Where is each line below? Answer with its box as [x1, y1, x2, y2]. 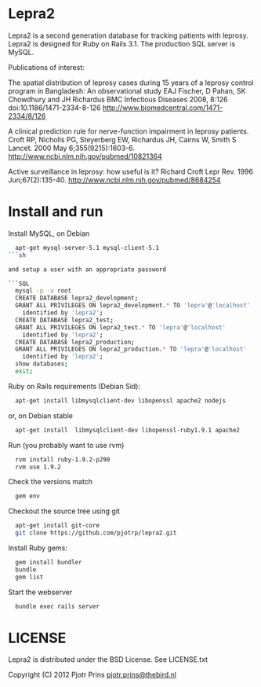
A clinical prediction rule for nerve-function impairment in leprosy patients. [8, 127, 249, 136]
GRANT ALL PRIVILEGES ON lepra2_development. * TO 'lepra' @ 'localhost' [15, 302, 251, 310]
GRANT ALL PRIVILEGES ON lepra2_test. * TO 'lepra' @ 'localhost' [15, 323, 226, 331]
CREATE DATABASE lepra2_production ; [15, 338, 135, 346]
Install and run [8, 203, 103, 221]
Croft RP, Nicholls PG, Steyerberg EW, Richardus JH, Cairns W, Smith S [8, 134, 237, 144]
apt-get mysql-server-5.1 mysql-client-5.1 [15, 244, 159, 252]
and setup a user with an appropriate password [8, 265, 167, 274]
